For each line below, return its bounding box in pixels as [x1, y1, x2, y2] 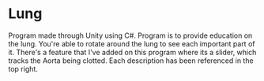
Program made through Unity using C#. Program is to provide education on [8, 31, 253, 40]
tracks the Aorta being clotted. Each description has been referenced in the [8, 56, 255, 65]
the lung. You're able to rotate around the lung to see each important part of [8, 39, 255, 48]
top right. [8, 64, 38, 73]
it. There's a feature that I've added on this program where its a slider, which [8, 47, 257, 57]
